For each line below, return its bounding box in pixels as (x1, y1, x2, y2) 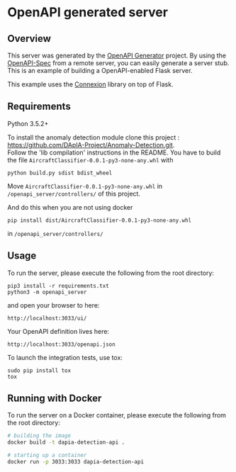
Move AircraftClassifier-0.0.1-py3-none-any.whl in (7, 181, 163, 190)
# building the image (7, 432, 72, 439)
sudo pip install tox (7, 366, 72, 374)
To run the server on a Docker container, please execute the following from (7, 411, 227, 420)
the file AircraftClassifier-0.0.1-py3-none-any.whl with (7, 155, 174, 164)
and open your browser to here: (7, 300, 100, 309)
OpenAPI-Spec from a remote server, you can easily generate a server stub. (7, 59, 230, 67)
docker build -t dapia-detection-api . (7, 439, 125, 446)
